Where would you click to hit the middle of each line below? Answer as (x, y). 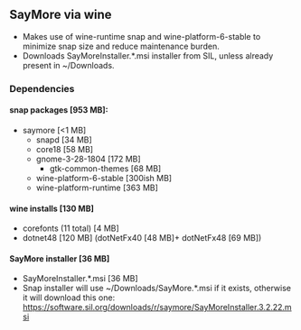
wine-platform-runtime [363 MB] (97, 188)
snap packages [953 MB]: (59, 110)
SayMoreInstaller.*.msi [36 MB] (80, 279)
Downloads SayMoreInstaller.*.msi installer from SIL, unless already (148, 55)
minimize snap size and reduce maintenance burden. (121, 46)
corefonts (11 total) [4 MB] (71, 228)
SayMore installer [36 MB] (60, 258)
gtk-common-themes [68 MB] (105, 168)
